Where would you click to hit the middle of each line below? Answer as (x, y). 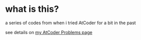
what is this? (32, 9)
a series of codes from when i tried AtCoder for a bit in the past (71, 23)
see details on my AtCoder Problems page (49, 32)
